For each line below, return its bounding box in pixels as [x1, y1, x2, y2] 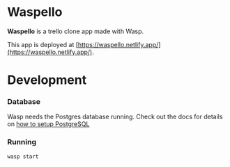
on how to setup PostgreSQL [7, 120, 90, 128]
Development [7, 72, 87, 88]
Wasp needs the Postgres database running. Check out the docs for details [7, 112, 223, 121]
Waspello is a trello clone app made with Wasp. [7, 27, 144, 35]
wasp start [7, 153, 39, 160]
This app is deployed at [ [7, 40, 79, 49]
